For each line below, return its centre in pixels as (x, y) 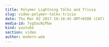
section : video (21, 32)
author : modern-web (25, 37)
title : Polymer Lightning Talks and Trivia (51, 10)
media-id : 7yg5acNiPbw (28, 23)
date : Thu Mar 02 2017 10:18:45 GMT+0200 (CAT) (55, 19)
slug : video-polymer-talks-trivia (41, 14)
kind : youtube (20, 28)
